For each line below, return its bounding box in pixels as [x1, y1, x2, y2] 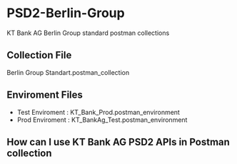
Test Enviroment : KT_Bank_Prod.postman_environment [16, 108, 180, 116]
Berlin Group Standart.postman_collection [6, 68, 130, 76]
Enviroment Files [6, 89, 84, 101]
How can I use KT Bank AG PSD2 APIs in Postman [6, 135, 230, 148]
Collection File [6, 49, 72, 61]
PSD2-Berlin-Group [6, 5, 126, 21]
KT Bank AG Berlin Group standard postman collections [6, 29, 170, 37]
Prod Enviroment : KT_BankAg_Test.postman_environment [16, 116, 188, 124]
